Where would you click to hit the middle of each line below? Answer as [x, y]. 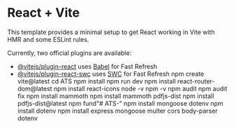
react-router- [196, 81]
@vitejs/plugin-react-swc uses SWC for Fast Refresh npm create [111, 74]
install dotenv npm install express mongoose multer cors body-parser [117, 111]
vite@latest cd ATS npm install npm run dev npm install [96, 81]
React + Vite [44, 13]
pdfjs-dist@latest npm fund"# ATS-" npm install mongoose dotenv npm [120, 103]
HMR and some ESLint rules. [48, 39]
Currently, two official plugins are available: [70, 53]
